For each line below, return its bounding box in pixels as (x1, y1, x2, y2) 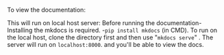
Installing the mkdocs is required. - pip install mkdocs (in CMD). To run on (7, 26, 218, 34)
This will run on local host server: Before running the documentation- (7, 19, 202, 26)
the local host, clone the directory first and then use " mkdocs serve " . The (7, 33, 214, 41)
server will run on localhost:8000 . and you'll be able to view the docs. (7, 41, 204, 48)
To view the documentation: (7, 6, 86, 14)
